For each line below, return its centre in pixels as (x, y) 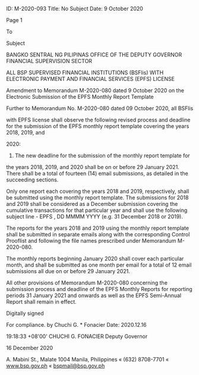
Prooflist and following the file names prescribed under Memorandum (91, 241)
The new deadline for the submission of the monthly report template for (102, 155)
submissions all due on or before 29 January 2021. (68, 271)
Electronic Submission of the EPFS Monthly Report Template (80, 97)
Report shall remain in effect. (42, 302)
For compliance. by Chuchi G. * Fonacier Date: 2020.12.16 (76, 325)
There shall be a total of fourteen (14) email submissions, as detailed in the (97, 173)
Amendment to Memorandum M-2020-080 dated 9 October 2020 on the (95, 90)
